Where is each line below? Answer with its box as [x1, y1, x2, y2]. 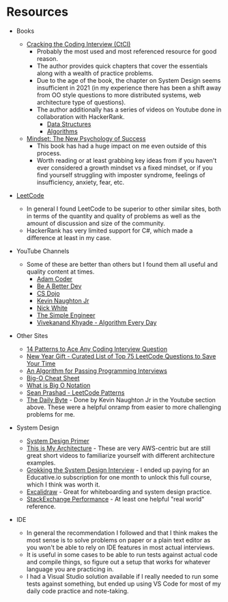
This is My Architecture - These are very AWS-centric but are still [26, 444, 211, 452]
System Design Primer [26, 436, 89, 445]
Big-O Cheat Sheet [26, 374, 80, 382]
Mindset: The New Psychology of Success [26, 134, 146, 142]
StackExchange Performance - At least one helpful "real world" [26, 495, 205, 503]
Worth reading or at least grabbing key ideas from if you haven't [36, 156, 217, 164]
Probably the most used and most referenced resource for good [36, 47, 217, 55]
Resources [6, 4, 69, 20]
